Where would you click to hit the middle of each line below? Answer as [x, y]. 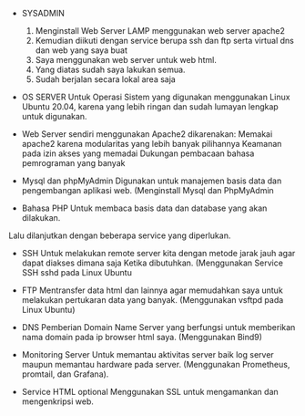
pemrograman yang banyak [73, 163]
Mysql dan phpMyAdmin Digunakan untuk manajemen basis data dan [152, 181]
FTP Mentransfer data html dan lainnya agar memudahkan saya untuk [152, 290]
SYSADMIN [43, 13]
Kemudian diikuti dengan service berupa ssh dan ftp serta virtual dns [165, 41]
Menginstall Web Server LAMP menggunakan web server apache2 [160, 31]
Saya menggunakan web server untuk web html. [126, 60]
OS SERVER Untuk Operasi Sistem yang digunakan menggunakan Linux [156, 97]
